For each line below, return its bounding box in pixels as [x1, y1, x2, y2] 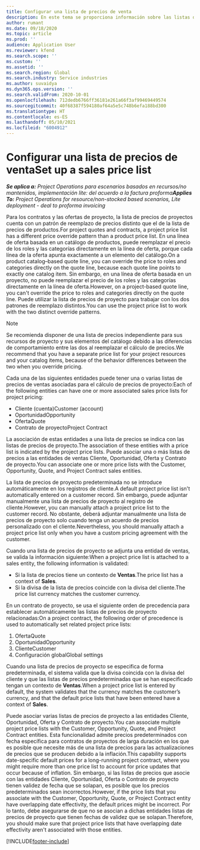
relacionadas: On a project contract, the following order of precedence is [6, 614, 183, 621]
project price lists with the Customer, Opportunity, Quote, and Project [6, 724, 176, 732]
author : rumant [6, 20, 44, 26]
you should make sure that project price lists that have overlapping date [6, 820, 182, 827]
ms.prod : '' [6, 36, 36, 42]
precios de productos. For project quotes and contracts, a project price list [6, 226, 187, 233]
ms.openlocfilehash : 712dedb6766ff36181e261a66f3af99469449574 [6, 97, 167, 103]
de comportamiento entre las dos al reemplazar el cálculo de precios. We [6, 343, 185, 351]
